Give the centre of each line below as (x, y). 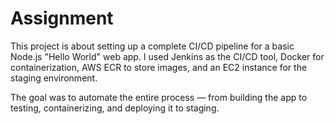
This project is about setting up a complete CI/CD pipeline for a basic (152, 46)
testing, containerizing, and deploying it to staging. (115, 108)
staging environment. (54, 78)
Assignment (62, 18)
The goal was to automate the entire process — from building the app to (159, 97)
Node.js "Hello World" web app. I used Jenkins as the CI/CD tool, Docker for (167, 56)
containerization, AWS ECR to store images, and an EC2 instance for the (159, 67)
